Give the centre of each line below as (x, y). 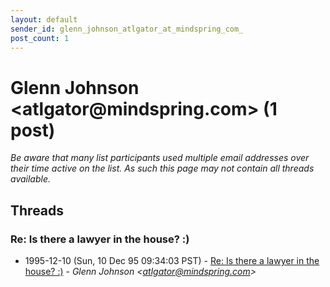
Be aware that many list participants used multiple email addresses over (160, 158)
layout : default (44, 19)
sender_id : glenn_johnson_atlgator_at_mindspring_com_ (127, 29)
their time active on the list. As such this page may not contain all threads (162, 168)
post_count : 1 (40, 38)
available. (31, 179)
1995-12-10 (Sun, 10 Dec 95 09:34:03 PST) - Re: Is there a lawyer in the (172, 260)
